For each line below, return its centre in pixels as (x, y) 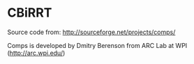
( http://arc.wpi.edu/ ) (36, 53)
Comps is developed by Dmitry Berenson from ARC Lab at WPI (97, 45)
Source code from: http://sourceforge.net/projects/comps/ (91, 32)
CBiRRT (30, 13)
